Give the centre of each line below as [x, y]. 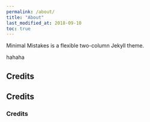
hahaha [16, 57]
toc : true [19, 29]
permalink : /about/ [31, 12]
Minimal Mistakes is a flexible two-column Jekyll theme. [75, 46]
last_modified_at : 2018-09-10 [44, 23]
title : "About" [25, 17]
